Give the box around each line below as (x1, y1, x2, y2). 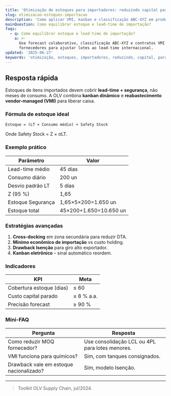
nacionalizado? (8, 367, 44, 374)
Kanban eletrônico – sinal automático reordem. (12, 250, 112, 256)
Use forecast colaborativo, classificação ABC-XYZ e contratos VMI (18, 41, 165, 46)
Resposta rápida (5, 73, 59, 82)
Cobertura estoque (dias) (8, 285, 69, 292)
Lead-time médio (8, 165, 50, 173)
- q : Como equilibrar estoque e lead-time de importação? (10, 31, 136, 36)
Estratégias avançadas (5, 222, 63, 229)
